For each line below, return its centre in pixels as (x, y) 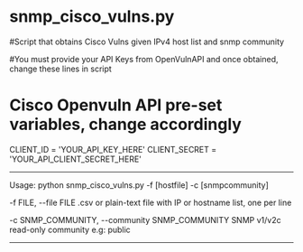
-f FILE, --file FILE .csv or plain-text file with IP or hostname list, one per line (151, 202)
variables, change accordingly (125, 125)
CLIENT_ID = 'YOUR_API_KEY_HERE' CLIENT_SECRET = (113, 149)
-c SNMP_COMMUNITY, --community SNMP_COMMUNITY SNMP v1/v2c (145, 219)
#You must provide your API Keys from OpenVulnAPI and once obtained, (144, 59)
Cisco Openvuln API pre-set (116, 105)
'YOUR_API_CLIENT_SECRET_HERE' (76, 159)
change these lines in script (61, 69)
